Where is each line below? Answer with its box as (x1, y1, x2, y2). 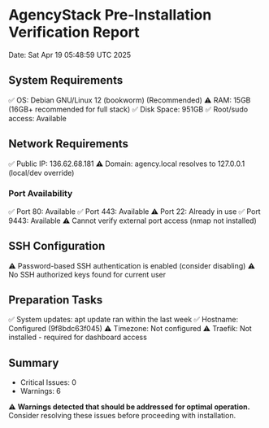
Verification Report (8, 23, 140, 41)
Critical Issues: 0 (20, 378, 77, 387)
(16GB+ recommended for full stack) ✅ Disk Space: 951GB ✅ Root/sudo (8, 104, 249, 114)
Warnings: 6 (20, 387, 61, 396)
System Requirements (8, 73, 124, 87)
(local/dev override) (8, 168, 75, 177)
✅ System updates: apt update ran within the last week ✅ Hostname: (8, 315, 238, 325)
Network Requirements (8, 137, 128, 151)
